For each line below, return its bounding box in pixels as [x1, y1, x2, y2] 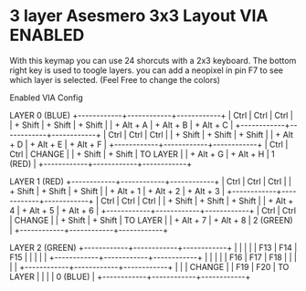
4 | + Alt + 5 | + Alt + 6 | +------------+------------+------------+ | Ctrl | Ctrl [9, 204, 297, 215]
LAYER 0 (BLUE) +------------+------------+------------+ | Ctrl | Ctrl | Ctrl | [9, 109, 294, 120]
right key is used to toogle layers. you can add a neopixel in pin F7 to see [9, 65, 283, 76]
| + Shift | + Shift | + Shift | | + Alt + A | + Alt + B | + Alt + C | [9, 120, 234, 130]
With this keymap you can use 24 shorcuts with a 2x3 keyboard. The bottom [9, 55, 297, 66]
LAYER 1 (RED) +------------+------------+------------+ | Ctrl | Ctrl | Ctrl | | [9, 175, 292, 187]
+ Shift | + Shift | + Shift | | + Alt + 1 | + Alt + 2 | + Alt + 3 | [9, 185, 226, 196]
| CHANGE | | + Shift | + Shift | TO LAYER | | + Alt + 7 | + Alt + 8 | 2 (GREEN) [9, 214, 294, 225]
